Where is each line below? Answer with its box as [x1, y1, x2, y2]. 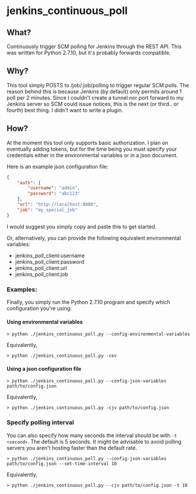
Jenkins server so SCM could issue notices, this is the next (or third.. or [6, 100, 179, 107]
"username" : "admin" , [27, 185, 81, 191]
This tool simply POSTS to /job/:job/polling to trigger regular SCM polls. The [6, 81, 190, 88]
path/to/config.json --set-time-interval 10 [6, 461, 117, 466]
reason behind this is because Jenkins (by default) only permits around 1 [6, 88, 182, 95]
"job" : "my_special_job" [17, 207, 78, 213]
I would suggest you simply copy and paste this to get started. [6, 223, 157, 230]
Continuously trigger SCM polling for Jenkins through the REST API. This [6, 43, 182, 50]
